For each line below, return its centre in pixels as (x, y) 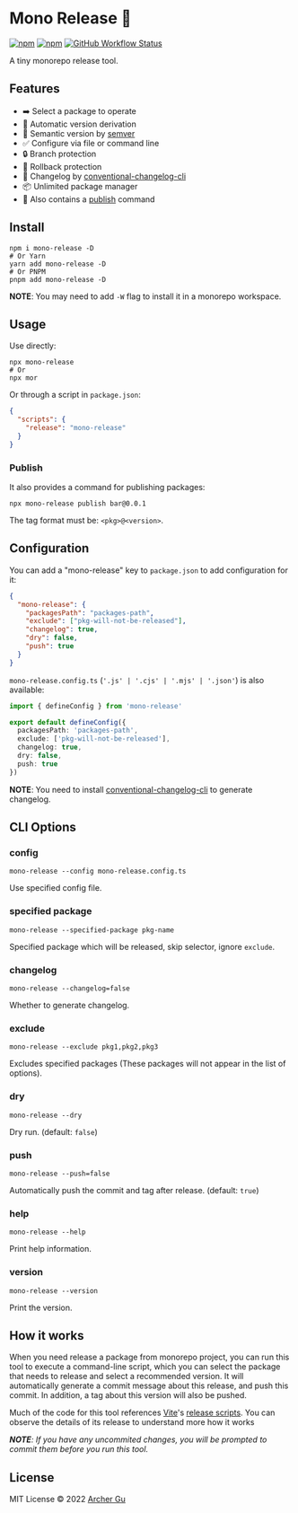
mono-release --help (48, 1232)
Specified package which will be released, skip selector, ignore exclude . (142, 946)
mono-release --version (54, 1291)
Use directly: (33, 346)
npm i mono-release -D (52, 248)
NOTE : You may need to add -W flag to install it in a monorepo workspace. (145, 296)
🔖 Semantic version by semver (79, 133)
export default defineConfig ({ (68, 722)
